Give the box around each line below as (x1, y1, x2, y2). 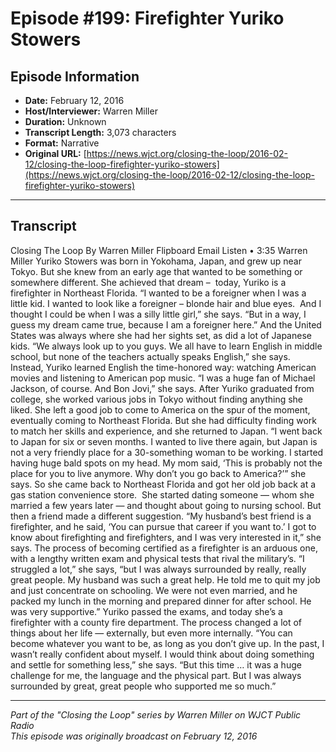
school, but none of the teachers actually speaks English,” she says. (10, 350, 291, 362)
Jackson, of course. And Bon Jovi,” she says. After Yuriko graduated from (10, 382, 315, 394)
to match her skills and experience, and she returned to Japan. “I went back (10, 425, 323, 437)
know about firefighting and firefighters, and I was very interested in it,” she (10, 531, 322, 543)
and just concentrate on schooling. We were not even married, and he (10, 584, 298, 596)
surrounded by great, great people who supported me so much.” (10, 680, 277, 692)
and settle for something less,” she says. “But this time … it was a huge (10, 658, 302, 671)
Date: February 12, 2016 (24, 95, 125, 106)
